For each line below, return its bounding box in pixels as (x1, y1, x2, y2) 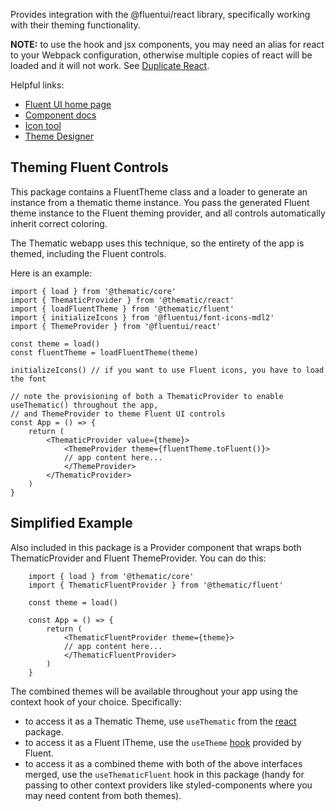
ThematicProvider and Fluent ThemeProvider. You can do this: (10, 552, 267, 564)
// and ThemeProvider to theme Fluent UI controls (10, 409, 226, 419)
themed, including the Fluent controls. (10, 247, 167, 259)
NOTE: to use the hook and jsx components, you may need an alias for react (10, 39, 325, 50)
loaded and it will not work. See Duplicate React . (10, 60, 210, 71)
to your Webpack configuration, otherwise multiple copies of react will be (10, 49, 313, 61)
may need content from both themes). (24, 789, 182, 801)
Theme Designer (24, 130, 94, 142)
